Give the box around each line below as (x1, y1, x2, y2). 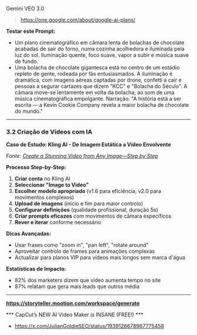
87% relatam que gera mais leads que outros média (14, 283, 140, 290)
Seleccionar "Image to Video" (14, 181, 89, 188)
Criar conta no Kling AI (14, 175, 70, 182)
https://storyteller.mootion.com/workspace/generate (6, 300, 140, 307)
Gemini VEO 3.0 (6, 5, 45, 12)
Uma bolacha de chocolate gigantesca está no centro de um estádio (14, 64, 180, 71)
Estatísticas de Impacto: (6, 265, 66, 272)
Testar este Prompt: (6, 28, 56, 35)
